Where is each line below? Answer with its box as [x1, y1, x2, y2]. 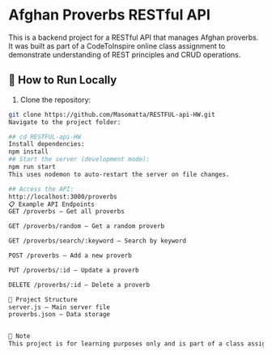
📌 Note [8, 332, 31, 341]
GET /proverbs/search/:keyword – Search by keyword [8, 237, 186, 245]
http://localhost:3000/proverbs [8, 192, 117, 200]
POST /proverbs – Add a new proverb [8, 251, 132, 259]
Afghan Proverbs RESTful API [8, 6, 210, 24]
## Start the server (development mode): [8, 156, 151, 164]
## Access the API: [8, 185, 74, 193]
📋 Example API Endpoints [8, 200, 96, 208]
